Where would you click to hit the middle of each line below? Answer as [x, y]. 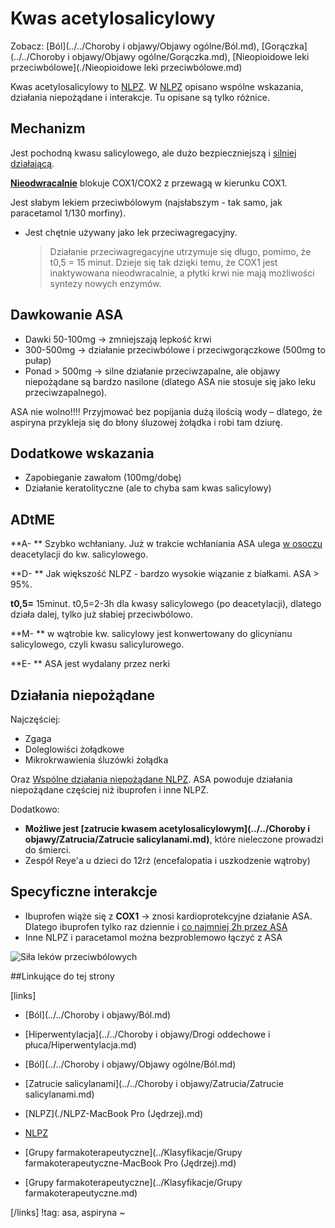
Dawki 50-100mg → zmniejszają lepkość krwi [118, 339]
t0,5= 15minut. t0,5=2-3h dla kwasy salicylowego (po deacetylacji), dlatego [166, 604]
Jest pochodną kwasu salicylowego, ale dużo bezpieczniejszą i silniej [153, 153]
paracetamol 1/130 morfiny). [68, 213]
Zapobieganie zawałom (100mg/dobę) [103, 478]
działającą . [32, 163]
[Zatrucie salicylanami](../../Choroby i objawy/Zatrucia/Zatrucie [154, 1083]
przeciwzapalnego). [66, 392]
